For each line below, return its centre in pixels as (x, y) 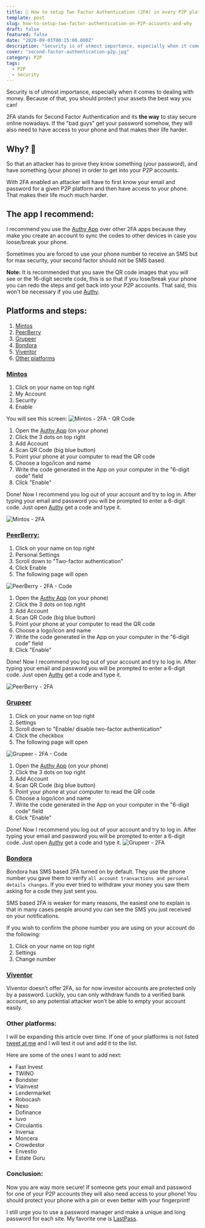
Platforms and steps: (47, 311)
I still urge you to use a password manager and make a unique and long (96, 1212)
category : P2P (24, 57)
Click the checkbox (39, 735)
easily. (14, 1008)
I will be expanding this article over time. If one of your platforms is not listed (103, 1037)
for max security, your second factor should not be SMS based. (86, 260)
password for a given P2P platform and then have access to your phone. (97, 189)
